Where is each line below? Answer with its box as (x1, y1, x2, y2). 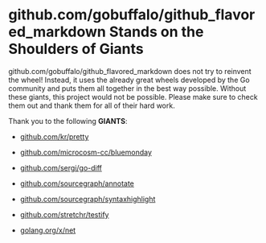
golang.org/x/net (19, 225, 76, 235)
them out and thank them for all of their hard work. (8, 101, 175, 110)
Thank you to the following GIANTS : (8, 116, 128, 126)
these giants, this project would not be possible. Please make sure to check (8, 92, 259, 101)
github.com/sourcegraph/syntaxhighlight (19, 194, 156, 204)
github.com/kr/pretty (19, 131, 89, 142)
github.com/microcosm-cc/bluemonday (19, 147, 153, 157)
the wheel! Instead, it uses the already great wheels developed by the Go (8, 75, 251, 84)
